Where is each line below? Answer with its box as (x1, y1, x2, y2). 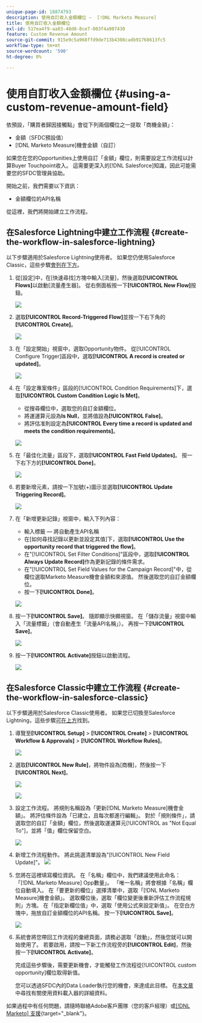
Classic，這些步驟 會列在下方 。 (6, 261, 83, 269)
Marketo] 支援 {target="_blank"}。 (6, 1010, 90, 1017)
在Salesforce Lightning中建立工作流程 (6, 227, 150, 237)
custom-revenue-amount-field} (6, 100, 169, 114)
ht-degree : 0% (6, 54, 42, 60)
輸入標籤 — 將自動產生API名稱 (24, 528, 99, 535)
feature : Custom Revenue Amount (6, 31, 87, 37)
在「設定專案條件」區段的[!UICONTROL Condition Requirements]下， (14, 384, 187, 392)
